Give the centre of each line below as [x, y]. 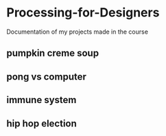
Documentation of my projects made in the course [78, 32]
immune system [41, 100]
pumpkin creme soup [53, 53]
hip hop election [41, 123]
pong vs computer [47, 77]
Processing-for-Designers [83, 13]
